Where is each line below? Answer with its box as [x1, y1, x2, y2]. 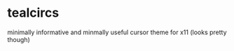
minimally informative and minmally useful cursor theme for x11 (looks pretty [7, 28, 227, 36]
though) [7, 35, 30, 43]
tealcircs [7, 5, 60, 21]
